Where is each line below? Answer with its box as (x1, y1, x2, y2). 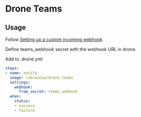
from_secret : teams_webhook (18, 89, 78, 94)
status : (14, 99, 30, 104)
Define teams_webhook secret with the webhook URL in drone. (5, 46, 136, 52)
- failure (14, 108, 35, 113)
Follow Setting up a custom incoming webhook (5, 36, 103, 42)
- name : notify (5, 70, 37, 76)
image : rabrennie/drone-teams (10, 75, 73, 80)
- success (14, 103, 35, 108)
